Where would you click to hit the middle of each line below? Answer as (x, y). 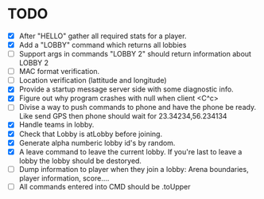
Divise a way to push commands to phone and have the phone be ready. (137, 107)
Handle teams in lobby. (56, 125)
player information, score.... (64, 178)
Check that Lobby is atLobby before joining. (91, 134)
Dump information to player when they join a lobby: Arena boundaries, (134, 169)
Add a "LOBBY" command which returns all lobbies (103, 45)
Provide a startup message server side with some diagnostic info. (126, 89)
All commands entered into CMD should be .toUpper (105, 186)
